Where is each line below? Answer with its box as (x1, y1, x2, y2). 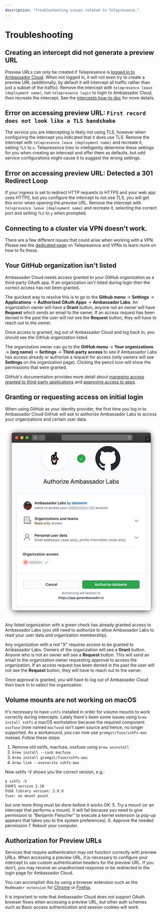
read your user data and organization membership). (5, 632, 108, 638)
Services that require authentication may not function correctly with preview (5, 849, 157, 855)
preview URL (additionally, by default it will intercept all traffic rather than (5, 79, 150, 85)
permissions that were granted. (5, 364, 67, 370)
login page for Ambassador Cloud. (5, 870, 74, 876)
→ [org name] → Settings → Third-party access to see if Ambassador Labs (5, 349, 157, 355)
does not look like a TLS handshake (5, 117, 116, 125)
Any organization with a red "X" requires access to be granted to (5, 641, 134, 647)
